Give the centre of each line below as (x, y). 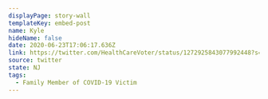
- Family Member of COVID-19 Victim (76, 82)
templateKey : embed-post (49, 23)
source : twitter (35, 61)
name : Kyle (26, 30)
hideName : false (35, 38)
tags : (17, 75)
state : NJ (25, 68)
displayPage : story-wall (49, 16)
